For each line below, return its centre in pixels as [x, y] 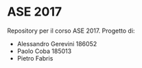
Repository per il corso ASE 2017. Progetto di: [71, 31]
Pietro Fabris [35, 58]
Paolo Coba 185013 [44, 51]
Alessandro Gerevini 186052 [57, 44]
